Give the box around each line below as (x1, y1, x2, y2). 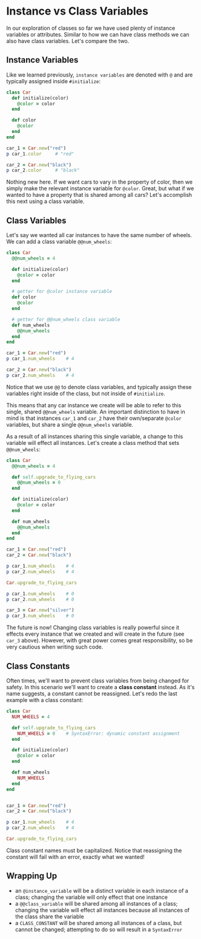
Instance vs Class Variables (6, 4, 148, 18)
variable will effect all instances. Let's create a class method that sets (6, 439, 180, 446)
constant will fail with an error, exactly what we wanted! (6, 853, 145, 861)
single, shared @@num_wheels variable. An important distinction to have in (6, 408, 186, 415)
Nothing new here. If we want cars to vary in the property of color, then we (6, 178, 193, 186)
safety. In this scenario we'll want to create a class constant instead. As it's (6, 684, 195, 690)
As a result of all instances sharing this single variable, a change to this (6, 433, 183, 440)
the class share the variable (15, 913, 84, 920)
